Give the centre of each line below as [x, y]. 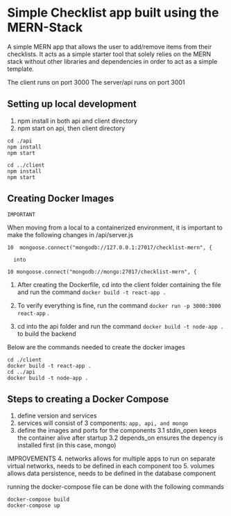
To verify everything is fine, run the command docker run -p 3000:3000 [119, 305]
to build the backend [46, 334]
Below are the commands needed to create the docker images [96, 347]
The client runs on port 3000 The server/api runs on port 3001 [96, 82]
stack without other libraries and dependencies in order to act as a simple [112, 61]
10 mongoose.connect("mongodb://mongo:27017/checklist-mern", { [102, 272]
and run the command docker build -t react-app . [92, 292]
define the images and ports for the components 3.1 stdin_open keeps [117, 431]
